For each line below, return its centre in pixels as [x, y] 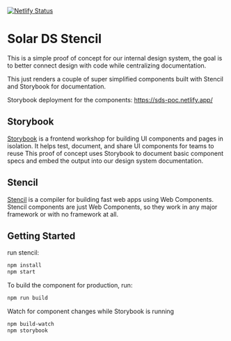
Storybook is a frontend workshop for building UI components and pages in [115, 138]
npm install [24, 265]
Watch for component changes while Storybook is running [91, 311]
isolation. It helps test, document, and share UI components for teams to [111, 145]
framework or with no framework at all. [63, 214]
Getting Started [41, 236]
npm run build [28, 298]
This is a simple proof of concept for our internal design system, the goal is [115, 58]
